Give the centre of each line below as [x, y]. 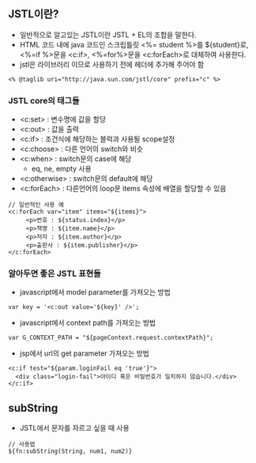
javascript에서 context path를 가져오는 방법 [88, 323]
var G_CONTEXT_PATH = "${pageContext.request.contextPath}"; [111, 338]
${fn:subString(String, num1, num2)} [70, 452]
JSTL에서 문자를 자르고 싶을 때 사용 [74, 428]
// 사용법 [22, 445]
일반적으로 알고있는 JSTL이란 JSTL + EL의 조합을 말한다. [108, 35]
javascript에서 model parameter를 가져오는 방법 [95, 292]
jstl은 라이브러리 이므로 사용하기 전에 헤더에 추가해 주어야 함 [112, 64]
